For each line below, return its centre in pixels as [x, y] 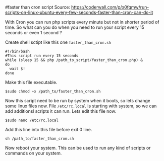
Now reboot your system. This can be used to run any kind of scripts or [78, 148]
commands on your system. [33, 153]
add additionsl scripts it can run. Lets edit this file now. [61, 111]
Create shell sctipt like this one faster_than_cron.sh [58, 42]
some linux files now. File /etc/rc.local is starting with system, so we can [81, 106]
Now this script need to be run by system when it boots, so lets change [78, 101]
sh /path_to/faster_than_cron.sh [40, 139]
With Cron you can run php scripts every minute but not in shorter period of [82, 22]
